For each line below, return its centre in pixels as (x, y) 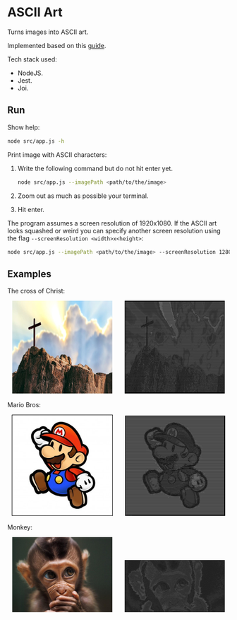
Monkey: (20, 527)
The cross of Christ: (36, 291)
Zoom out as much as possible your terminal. (83, 196)
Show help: (24, 127)
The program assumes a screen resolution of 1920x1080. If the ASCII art (112, 223)
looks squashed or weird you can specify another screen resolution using (114, 230)
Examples (29, 274)
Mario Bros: (24, 405)
